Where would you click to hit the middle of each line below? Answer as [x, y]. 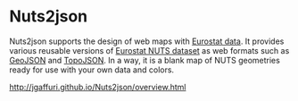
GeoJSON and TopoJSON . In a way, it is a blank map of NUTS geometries [145, 60]
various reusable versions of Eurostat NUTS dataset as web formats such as [149, 50]
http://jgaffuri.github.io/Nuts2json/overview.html [98, 87]
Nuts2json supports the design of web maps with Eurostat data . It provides [147, 41]
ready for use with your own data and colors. [92, 70]
